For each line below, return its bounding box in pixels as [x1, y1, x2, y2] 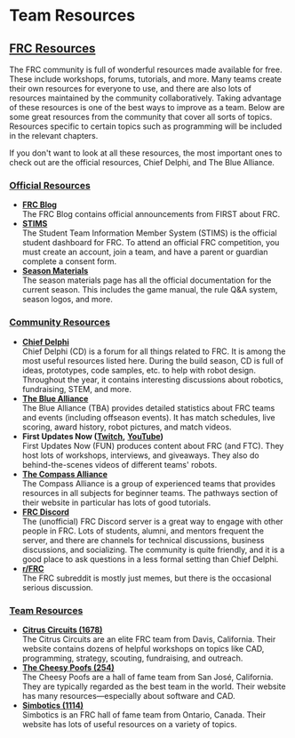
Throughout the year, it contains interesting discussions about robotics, [21, 374, 283, 385]
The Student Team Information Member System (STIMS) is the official [21, 228, 277, 238]
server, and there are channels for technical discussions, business [21, 534, 265, 545]
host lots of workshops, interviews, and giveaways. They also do [21, 450, 259, 461]
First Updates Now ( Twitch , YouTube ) [21, 430, 164, 441]
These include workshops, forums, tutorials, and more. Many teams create [9, 74, 283, 84]
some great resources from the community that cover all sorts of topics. [9, 112, 273, 122]
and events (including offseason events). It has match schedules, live [21, 412, 275, 422]
